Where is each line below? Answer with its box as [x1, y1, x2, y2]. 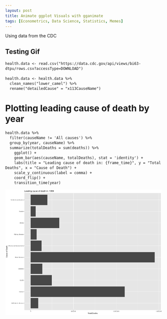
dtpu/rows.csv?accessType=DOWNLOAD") [5, 66, 83, 71]
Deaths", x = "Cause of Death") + [5, 165, 77, 171]
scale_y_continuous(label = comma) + [14, 170, 92, 176]
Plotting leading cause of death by [5, 103, 150, 114]
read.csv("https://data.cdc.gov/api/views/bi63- [38, 61, 141, 66]
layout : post [5, 8, 32, 13]
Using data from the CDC [5, 33, 57, 39]
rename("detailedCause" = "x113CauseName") [9, 86, 101, 91]
